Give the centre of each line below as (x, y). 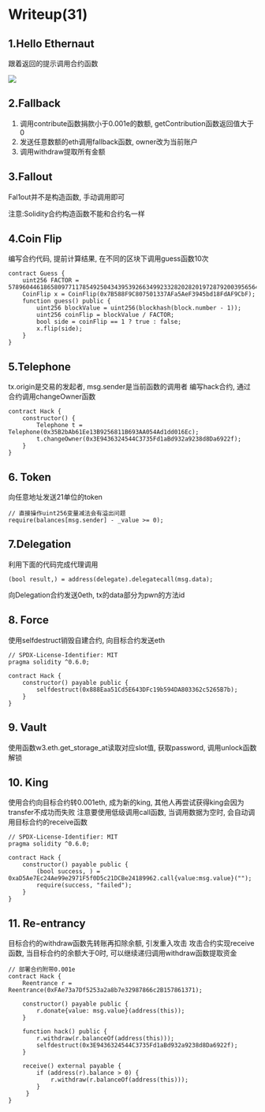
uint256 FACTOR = (51, 281)
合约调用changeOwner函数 (52, 396)
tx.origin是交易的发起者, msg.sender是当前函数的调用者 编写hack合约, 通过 (129, 387)
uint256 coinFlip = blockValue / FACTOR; (106, 315)
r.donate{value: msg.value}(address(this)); (111, 1011)
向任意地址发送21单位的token (55, 497)
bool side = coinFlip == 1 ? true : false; (109, 322)
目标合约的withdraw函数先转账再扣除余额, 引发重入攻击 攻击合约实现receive (131, 943)
